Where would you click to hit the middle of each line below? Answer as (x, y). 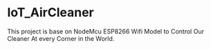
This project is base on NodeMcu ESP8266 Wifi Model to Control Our (105, 31)
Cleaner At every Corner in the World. (61, 38)
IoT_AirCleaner (51, 13)
